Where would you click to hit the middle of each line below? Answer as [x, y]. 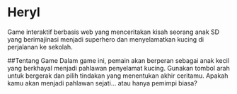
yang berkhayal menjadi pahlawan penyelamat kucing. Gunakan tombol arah [118, 68]
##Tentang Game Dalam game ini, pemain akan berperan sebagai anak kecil [118, 60]
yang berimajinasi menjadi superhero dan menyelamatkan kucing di [106, 39]
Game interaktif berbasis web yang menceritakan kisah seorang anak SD [114, 32]
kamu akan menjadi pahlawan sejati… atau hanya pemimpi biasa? [103, 83]
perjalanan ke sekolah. [40, 47]
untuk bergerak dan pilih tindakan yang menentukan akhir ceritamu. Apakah [118, 76]
